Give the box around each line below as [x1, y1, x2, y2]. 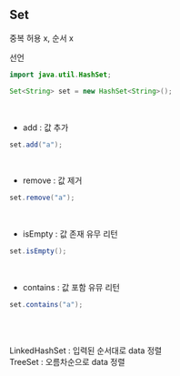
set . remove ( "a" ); [9, 193, 75, 203]
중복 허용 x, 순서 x [9, 32, 75, 44]
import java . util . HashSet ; [9, 70, 112, 79]
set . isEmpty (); [9, 247, 67, 256]
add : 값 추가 [22, 122, 69, 133]
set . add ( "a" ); [9, 140, 64, 149]
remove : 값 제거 [22, 175, 83, 186]
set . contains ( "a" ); [9, 300, 84, 310]
